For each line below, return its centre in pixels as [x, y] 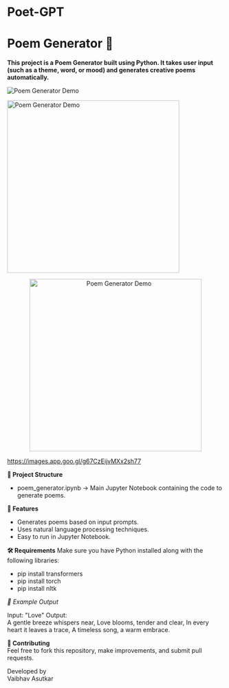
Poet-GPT [36, 12]
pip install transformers [50, 574]
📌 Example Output [33, 602]
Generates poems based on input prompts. [78, 522]
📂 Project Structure [35, 475]
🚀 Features [23, 509]
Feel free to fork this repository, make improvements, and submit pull [105, 651]
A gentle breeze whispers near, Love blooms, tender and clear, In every [108, 622]
